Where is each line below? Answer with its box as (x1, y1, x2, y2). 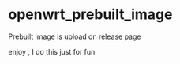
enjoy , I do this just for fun (8, 47, 96, 56)
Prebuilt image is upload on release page (8, 32, 141, 41)
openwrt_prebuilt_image (8, 6, 173, 24)
